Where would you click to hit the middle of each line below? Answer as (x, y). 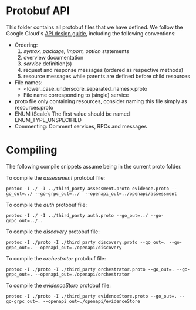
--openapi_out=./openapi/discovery (78, 248)
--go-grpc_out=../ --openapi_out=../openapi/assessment (106, 194)
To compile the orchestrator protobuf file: (56, 258)
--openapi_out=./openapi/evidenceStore (92, 301)
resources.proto (34, 107)
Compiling (32, 150)
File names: (28, 82)
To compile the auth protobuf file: (47, 205)
